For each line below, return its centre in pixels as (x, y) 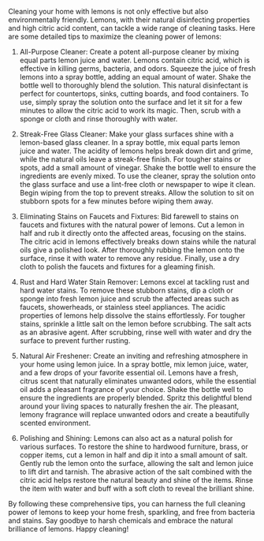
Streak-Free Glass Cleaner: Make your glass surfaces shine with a (126, 134)
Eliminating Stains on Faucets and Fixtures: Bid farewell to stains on (129, 216)
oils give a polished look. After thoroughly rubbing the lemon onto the (132, 250)
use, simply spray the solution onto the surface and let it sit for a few (131, 102)
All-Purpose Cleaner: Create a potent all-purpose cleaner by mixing (129, 52)
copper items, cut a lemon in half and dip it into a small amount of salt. (134, 455)
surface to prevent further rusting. (75, 341)
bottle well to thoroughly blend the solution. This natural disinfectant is (134, 85)
